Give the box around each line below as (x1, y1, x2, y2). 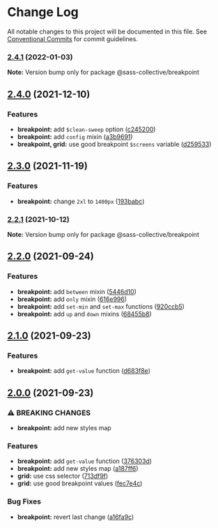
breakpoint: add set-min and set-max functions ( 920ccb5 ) (17, 302, 185, 311)
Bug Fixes (7, 497, 42, 506)
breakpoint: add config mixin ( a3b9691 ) (17, 132, 134, 140)
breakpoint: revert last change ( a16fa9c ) (17, 513, 134, 521)
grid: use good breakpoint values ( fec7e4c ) (17, 479, 143, 487)
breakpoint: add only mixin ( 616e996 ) (17, 295, 127, 303)
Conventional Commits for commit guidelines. (7, 34, 138, 43)
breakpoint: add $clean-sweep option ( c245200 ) (17, 125, 156, 133)
